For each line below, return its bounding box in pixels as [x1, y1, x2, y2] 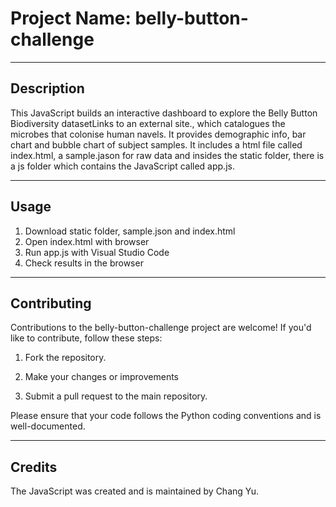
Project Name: [10, 7, 132, 30]
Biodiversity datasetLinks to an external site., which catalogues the [10, 117, 286, 129]
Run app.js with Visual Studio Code [24, 246, 170, 258]
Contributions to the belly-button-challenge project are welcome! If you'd [10, 322, 312, 334]
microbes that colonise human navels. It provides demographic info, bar [10, 128, 307, 140]
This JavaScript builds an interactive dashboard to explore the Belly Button [10, 107, 318, 119]
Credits [10, 458, 58, 476]
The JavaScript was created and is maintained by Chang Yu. [10, 485, 260, 497]
